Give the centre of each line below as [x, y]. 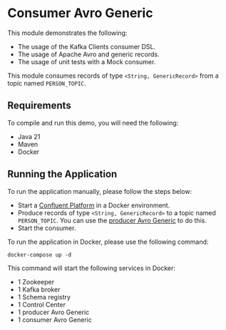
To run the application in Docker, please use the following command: [108, 242]
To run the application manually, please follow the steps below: [100, 191]
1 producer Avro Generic [53, 312]
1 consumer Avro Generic [55, 319]
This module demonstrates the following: [67, 33]
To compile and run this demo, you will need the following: [93, 123]
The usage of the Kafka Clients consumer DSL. [87, 46]
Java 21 [29, 136]
